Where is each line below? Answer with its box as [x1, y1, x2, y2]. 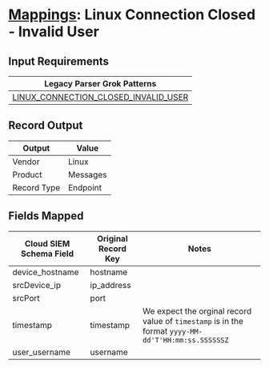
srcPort [12, 292, 40, 303]
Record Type [12, 182, 61, 193]
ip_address [90, 279, 131, 290]
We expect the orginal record [143, 306, 252, 317]
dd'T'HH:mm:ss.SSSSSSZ [143, 335, 230, 345]
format [143, 326, 168, 337]
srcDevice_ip [12, 279, 62, 290]
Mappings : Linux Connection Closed [8, 6, 256, 24]
